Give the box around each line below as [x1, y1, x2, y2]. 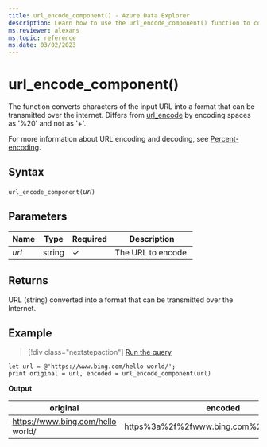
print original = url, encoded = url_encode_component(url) [8, 370, 212, 378]
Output [8, 383, 33, 394]
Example [8, 326, 52, 340]
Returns [8, 274, 49, 287]
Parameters [8, 210, 68, 223]
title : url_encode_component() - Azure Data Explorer [8, 11, 191, 20]
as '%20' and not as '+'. [8, 119, 87, 128]
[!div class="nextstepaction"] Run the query [27, 348, 172, 357]
